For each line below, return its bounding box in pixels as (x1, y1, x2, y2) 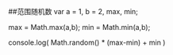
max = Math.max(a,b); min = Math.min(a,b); (8, 23, 151, 31)
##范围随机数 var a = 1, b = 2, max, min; (8, 7, 139, 16)
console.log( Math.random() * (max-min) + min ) (8, 38, 166, 47)
